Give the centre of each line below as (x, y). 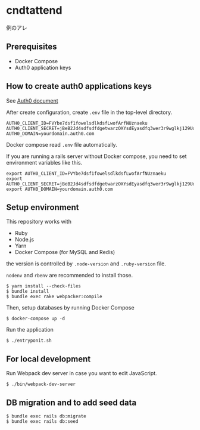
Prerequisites (32, 47)
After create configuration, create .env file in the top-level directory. (89, 112)
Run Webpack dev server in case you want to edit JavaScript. (82, 373)
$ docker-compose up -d (36, 319)
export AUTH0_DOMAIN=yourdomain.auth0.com (60, 189)
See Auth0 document (32, 100)
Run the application (30, 330)
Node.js (24, 240)
